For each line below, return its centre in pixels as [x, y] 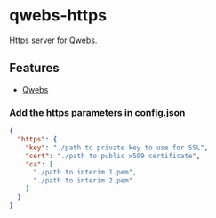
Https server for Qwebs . [53, 40]
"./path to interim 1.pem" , [85, 173]
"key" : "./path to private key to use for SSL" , [117, 148]
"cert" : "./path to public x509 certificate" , [113, 156]
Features [34, 68]
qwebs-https [58, 16]
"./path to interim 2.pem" [83, 181]
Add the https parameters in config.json [97, 112]
